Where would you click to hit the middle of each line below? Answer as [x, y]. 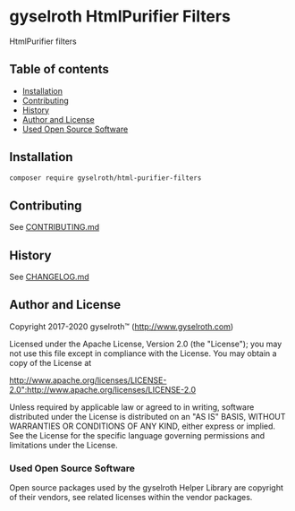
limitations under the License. [63, 445]
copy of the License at [51, 362]
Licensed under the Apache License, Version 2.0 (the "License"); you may [146, 344]
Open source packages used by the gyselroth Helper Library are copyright [147, 488]
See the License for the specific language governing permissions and [137, 435]
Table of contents [59, 69]
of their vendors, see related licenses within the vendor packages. [131, 498]
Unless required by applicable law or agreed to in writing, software [132, 407]
